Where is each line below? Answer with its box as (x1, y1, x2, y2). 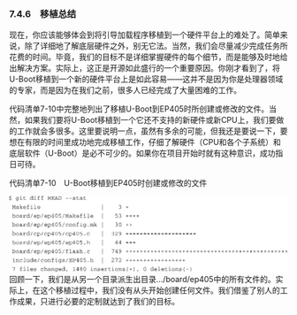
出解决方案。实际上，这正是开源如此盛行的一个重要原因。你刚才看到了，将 (9, 63, 280, 73)
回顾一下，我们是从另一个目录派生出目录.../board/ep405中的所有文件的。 (9, 273, 276, 284)
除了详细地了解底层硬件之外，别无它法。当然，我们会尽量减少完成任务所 (24, 41, 288, 51)
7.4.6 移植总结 (9, 7, 77, 19)
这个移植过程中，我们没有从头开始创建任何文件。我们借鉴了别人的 (39, 285, 280, 296)
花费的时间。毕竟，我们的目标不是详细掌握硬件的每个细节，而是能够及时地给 (9, 51, 288, 63)
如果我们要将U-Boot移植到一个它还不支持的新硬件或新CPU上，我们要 (24, 115, 277, 126)
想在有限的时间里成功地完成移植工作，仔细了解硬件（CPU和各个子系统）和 (9, 137, 281, 148)
